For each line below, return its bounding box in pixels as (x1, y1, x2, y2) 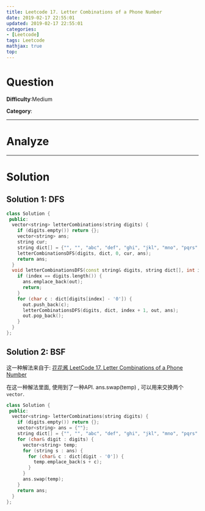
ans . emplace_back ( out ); (22, 279, 84, 285)
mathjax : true (6, 43, 43, 50)
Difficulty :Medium (6, 95, 53, 103)
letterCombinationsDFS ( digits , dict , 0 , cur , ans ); (17, 250, 151, 256)
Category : (6, 107, 32, 114)
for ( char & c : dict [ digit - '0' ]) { (28, 453, 124, 460)
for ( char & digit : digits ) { (17, 436, 95, 442)
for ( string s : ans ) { (22, 447, 84, 453)
